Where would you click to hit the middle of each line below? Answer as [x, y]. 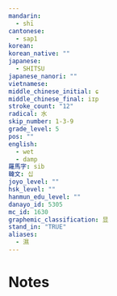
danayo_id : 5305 [36, 204]
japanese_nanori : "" [43, 76]
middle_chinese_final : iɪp [54, 99]
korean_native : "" [39, 54]
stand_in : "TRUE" [38, 227]
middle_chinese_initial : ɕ [54, 91]
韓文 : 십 [21, 174]
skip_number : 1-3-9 [41, 122]
